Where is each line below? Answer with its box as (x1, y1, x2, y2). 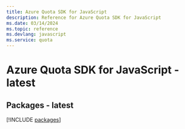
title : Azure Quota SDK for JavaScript (6, 8, 107, 15)
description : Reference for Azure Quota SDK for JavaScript (6, 15, 162, 21)
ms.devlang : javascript (6, 31, 67, 38)
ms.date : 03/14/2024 (6, 20, 59, 26)
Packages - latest (6, 100, 74, 110)
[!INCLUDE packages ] (6, 116, 61, 123)
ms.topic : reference (6, 25, 59, 32)
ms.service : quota (6, 37, 53, 43)
